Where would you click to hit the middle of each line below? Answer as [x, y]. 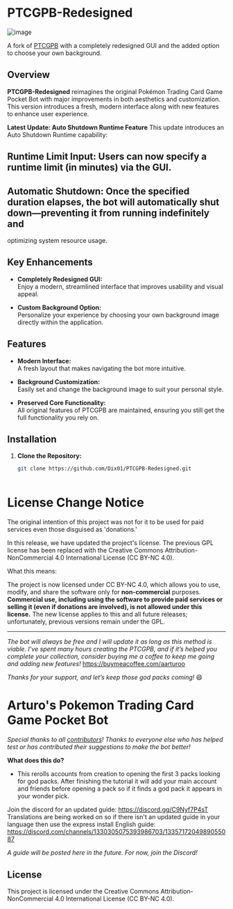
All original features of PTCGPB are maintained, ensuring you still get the [121, 410]
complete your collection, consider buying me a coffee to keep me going [111, 656]
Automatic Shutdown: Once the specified [98, 191]
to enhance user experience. [48, 113]
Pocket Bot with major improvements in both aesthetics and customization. [114, 99]
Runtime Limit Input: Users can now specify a [107, 157]
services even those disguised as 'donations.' [72, 530]
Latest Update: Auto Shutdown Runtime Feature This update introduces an [115, 127]
